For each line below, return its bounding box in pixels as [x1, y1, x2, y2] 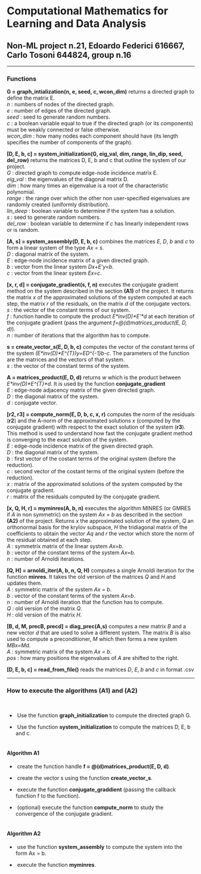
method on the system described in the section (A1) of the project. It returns [7, 287, 194, 295]
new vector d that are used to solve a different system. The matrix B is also [7, 629, 191, 636]
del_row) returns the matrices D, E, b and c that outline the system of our [7, 157, 187, 164]
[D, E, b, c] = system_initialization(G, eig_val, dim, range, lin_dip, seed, [7, 150, 183, 157]
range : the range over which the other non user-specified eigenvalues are [7, 195, 190, 202]
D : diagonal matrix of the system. [7, 250, 90, 258]
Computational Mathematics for [7, 4, 169, 18]
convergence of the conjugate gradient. [15, 810, 113, 817]
